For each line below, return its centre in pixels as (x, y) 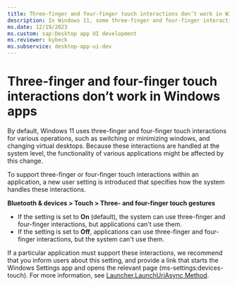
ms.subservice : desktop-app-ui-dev (60, 46)
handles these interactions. (47, 189)
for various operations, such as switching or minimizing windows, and (109, 138)
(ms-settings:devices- (191, 268)
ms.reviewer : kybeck (38, 40)
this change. (25, 161)
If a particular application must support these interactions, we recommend (115, 253)
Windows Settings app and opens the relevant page (83, 268)
